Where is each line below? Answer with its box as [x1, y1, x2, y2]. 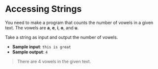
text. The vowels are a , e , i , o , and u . [5, 24, 79, 30]
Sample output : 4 [12, 49, 48, 55]
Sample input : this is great [12, 44, 71, 49]
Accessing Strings [5, 3, 82, 15]
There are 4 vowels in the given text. [17, 58, 91, 64]
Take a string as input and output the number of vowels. [5, 34, 118, 40]
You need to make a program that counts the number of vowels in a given [5, 20, 154, 25]
